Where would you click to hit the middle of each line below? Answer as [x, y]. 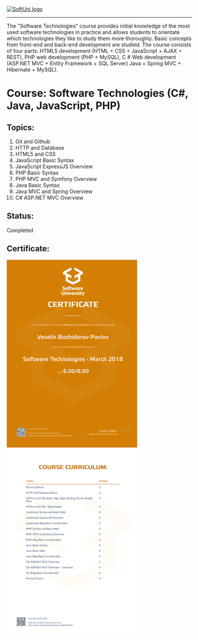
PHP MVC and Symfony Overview [56, 179]
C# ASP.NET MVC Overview [49, 198]
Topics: [21, 127]
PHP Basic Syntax [37, 173]
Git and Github [33, 142]
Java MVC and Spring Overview [54, 191]
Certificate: [28, 249]
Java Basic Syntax [38, 185]
